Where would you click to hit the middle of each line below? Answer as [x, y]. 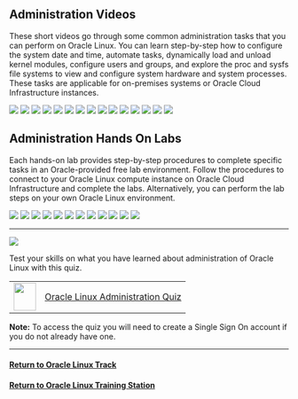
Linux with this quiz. [46, 267]
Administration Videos [73, 15]
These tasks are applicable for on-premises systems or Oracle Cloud [135, 82]
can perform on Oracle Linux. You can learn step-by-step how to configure [146, 45]
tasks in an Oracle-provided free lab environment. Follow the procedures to [147, 169]
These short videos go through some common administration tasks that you [148, 35]
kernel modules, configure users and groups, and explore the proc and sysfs [149, 64]
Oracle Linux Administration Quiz [113, 296]
